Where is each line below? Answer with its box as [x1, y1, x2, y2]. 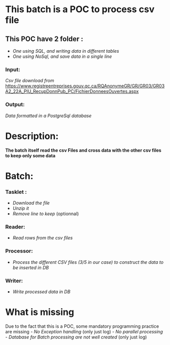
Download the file [12, 200, 50, 206]
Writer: [5, 277, 23, 284]
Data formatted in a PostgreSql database [5, 113, 92, 119]
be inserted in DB [12, 264, 49, 270]
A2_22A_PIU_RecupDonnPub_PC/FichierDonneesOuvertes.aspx [5, 88, 139, 94]
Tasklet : [5, 188, 27, 195]
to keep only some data [5, 152, 56, 158]
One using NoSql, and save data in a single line [12, 53, 112, 59]
